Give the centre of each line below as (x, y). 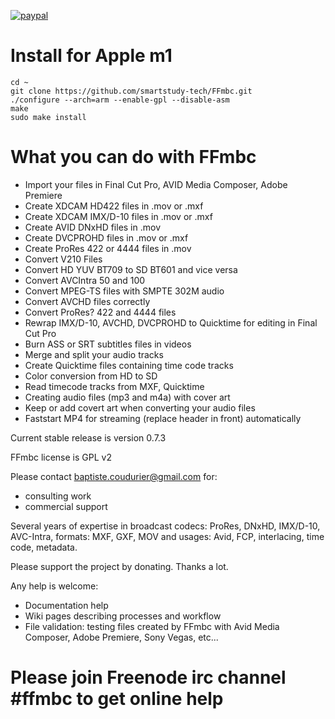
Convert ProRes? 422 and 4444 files (100, 312)
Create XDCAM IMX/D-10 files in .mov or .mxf (118, 216)
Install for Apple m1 (91, 56)
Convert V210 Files (63, 259)
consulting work (58, 496)
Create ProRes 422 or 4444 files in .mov (108, 248)
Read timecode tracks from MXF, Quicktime (114, 386)
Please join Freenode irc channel (148, 677)
